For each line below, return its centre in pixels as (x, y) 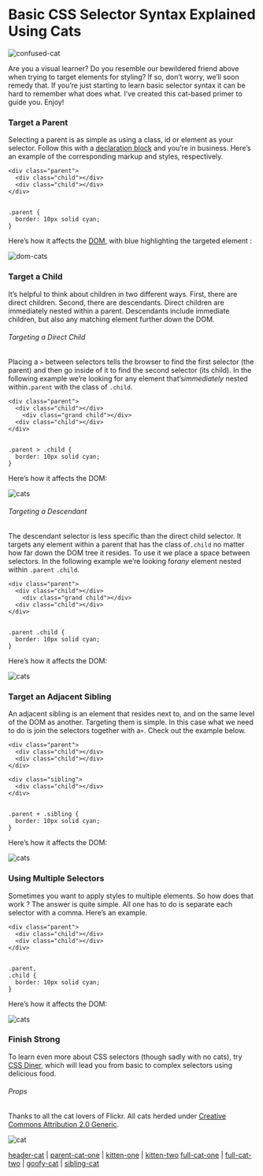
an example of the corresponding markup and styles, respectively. (116, 156)
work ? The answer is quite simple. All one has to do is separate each (120, 904)
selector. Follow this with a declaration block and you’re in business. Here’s (130, 148)
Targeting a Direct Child (47, 337)
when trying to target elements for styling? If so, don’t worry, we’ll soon (124, 77)
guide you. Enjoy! (36, 102)
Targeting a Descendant (48, 512)
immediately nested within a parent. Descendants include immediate (119, 310)
